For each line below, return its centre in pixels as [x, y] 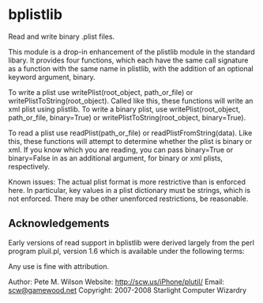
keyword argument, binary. [52, 77]
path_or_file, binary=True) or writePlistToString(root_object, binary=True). [127, 117]
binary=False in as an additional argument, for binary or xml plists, [116, 158]
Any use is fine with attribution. [58, 266]
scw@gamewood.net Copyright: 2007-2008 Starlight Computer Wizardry [128, 290]
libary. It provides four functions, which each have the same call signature [128, 60]
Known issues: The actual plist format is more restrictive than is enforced [127, 182]
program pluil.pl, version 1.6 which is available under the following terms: [126, 251]
